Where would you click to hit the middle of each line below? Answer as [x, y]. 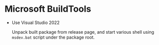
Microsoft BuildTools [48, 9]
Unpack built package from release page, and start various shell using [83, 32]
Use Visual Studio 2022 [36, 22]
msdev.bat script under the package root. [53, 37]
